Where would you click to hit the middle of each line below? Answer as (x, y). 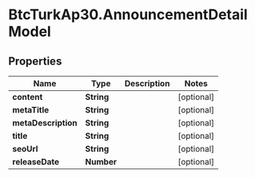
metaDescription (45, 123)
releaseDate (36, 162)
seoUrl (25, 149)
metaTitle (31, 110)
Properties (35, 61)
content (28, 97)
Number (101, 162)
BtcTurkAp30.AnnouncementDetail (128, 15)
